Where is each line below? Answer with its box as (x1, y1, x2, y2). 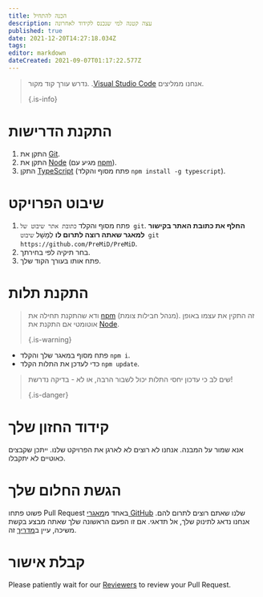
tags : (8, 42, 26, 50)
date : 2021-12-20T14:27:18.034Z (8, 34, 116, 43)
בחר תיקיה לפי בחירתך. (19, 247, 91, 257)
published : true (8, 27, 63, 35)
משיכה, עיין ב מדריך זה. (8, 525, 77, 534)
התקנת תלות (8, 284, 89, 302)
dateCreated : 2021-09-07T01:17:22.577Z (8, 57, 142, 65)
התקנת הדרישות (8, 122, 112, 141)
